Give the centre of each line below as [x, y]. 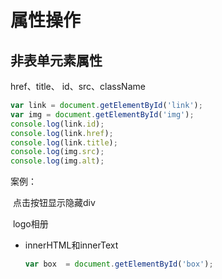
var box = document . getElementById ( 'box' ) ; [119, 264]
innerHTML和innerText [71, 245]
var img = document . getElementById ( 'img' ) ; [102, 114]
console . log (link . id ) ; [57, 124]
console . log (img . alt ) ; [57, 161]
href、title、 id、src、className [78, 86]
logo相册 [30, 224]
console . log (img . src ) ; [57, 152]
